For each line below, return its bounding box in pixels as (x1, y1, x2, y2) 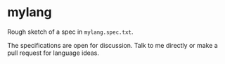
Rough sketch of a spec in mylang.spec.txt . (7, 27, 134, 36)
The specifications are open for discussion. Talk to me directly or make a (7, 41, 218, 49)
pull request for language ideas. (7, 49, 100, 57)
